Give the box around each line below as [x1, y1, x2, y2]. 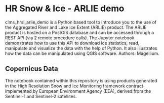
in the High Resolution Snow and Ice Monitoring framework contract [5, 83, 143, 89]
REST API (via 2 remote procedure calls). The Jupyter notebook [5, 35, 135, 41]
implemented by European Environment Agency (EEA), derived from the [5, 88, 151, 94]
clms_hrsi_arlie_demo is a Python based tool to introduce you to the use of [5, 19, 157, 25]
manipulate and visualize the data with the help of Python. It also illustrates [5, 45, 158, 51]
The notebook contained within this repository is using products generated [5, 77, 157, 83]
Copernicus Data [5, 65, 58, 73]
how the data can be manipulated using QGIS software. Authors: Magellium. [5, 50, 160, 56]
